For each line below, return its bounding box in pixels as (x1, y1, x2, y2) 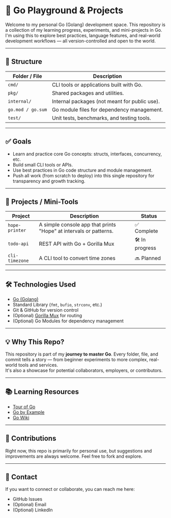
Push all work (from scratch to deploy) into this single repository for (12, 172, 155, 178)
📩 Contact (5, 473, 38, 482)
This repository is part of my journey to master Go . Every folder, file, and (5, 351, 159, 357)
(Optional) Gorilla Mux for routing (12, 313, 82, 319)
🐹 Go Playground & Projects (5, 5, 124, 16)
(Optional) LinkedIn (12, 507, 53, 513)
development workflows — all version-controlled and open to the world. (5, 38, 156, 44)
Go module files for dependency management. (51, 106, 163, 113)
